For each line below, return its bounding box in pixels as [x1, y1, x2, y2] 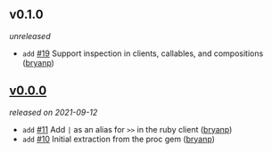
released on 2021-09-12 [9, 107, 98, 117]
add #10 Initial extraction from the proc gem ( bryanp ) [21, 133, 216, 144]
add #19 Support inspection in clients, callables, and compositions [21, 48, 264, 59]
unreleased [9, 30, 51, 41]
